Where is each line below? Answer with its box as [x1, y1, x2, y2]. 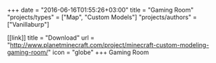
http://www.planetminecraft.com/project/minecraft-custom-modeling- [10, 41, 209, 49]
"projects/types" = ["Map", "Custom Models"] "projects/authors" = [7, 13, 197, 21]
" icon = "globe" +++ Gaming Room [48, 48, 150, 56]
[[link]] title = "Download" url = [7, 34, 95, 42]
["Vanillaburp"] [7, 21, 50, 28]
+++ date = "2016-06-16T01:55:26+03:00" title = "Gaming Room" [7, 6, 194, 14]
